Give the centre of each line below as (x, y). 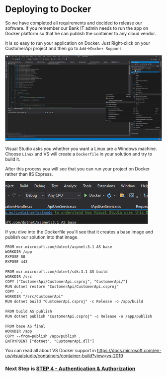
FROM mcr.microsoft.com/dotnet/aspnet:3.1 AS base (59, 247)
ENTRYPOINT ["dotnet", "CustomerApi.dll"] (50, 341)
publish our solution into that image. (42, 237)
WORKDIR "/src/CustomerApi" (34, 297)
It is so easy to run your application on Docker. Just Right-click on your (78, 43)
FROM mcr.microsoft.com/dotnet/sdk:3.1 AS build (56, 272)
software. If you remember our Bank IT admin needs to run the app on (77, 28)
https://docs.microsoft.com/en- (129, 350)
